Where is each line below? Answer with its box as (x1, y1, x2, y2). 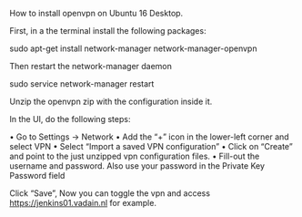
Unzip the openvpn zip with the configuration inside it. (9, 96, 213, 107)
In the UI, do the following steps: (9, 114, 131, 124)
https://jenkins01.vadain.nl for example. (9, 198, 157, 208)
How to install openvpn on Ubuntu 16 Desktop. (9, 8, 184, 18)
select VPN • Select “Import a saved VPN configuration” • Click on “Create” (9, 141, 293, 151)
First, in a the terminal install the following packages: (9, 26, 206, 36)
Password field (9, 170, 65, 181)
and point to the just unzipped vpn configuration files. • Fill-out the (9, 150, 260, 161)
